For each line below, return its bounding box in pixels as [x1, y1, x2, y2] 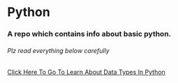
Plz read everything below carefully [7, 46, 110, 54]
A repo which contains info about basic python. [7, 29, 172, 39]
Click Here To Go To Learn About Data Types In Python [7, 68, 165, 77]
